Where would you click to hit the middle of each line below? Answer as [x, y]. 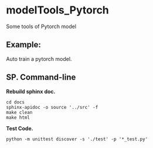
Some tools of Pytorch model [41, 26]
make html [18, 118]
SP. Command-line [41, 78]
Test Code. [20, 128]
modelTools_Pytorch [58, 10]
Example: [23, 45]
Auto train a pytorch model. [39, 58]
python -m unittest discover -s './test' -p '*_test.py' [77, 139]
